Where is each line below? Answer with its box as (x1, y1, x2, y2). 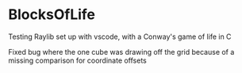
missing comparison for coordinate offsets (8, 56, 147, 65)
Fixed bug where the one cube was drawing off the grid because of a (8, 47, 235, 56)
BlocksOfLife (8, 6, 96, 24)
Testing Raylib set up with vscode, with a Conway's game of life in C (8, 32, 232, 41)
